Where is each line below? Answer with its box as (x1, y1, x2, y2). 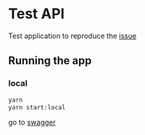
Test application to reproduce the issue (8, 31, 137, 40)
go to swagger (8, 118, 57, 127)
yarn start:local (8, 103, 66, 111)
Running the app (8, 54, 92, 67)
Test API (8, 5, 65, 23)
